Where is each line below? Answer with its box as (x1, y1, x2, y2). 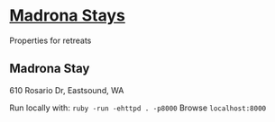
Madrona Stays (9, 5, 126, 26)
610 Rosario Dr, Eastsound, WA (9, 84, 124, 95)
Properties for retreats (9, 35, 92, 46)
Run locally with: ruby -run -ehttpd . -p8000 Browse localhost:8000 (9, 102, 267, 113)
